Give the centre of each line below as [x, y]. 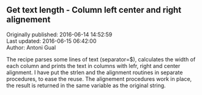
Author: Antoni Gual [31, 47]
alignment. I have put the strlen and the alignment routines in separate [95, 72]
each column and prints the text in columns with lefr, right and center [93, 66]
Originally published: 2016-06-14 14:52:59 [59, 34]
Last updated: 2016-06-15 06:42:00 [51, 41]
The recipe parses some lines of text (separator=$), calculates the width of [101, 59]
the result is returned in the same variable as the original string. [86, 85]
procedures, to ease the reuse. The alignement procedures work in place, [99, 78]
